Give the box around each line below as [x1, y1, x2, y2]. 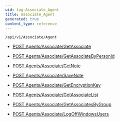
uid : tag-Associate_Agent [5, 7, 59, 12]
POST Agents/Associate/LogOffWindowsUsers [12, 111, 109, 117]
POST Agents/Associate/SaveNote [12, 73, 84, 79]
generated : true [5, 16, 39, 21]
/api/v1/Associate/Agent [5, 35, 57, 40]
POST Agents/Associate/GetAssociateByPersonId [12, 53, 115, 59]
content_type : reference [5, 21, 57, 26]
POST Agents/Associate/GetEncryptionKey [12, 82, 101, 88]
